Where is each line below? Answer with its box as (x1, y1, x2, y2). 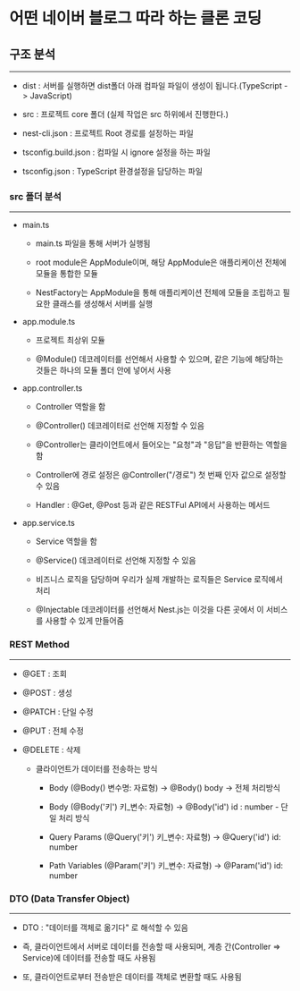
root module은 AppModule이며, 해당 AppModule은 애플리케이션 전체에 (35, 257, 287, 268)
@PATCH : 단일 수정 (21, 706, 94, 716)
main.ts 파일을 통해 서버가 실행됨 (35, 238, 151, 249)
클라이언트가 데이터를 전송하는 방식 (35, 763, 158, 774)
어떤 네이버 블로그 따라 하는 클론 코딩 (9, 8, 262, 29)
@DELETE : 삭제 (21, 744, 81, 755)
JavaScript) (29, 90, 73, 101)
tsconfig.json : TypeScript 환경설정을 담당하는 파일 (21, 166, 204, 176)
